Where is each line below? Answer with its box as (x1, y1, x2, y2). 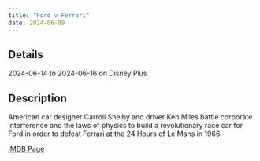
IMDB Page (8, 145, 45, 154)
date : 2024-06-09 (8, 19, 65, 27)
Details (8, 48, 43, 61)
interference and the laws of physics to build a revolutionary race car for (8, 121, 243, 130)
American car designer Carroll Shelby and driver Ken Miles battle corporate (8, 112, 253, 122)
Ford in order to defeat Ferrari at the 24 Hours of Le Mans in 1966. (8, 129, 222, 138)
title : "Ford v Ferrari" (8, 11, 90, 20)
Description (8, 91, 67, 104)
